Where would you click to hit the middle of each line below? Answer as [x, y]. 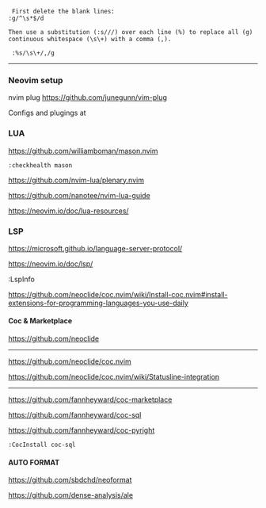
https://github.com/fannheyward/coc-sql [75, 415]
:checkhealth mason [40, 165]
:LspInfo [22, 279]
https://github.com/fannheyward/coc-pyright [82, 430]
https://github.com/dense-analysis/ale [70, 495]
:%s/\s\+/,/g [33, 53]
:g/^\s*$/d [26, 18]
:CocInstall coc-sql [42, 445]
